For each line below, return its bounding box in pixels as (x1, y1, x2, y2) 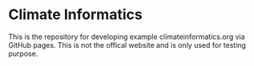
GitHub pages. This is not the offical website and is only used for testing (8, 40, 247, 49)
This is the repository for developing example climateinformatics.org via (8, 32, 246, 41)
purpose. (8, 49, 38, 58)
